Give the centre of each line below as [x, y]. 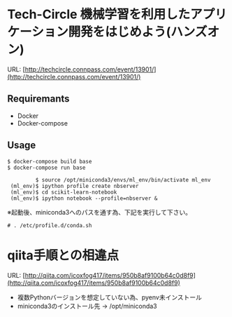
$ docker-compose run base [46, 168]
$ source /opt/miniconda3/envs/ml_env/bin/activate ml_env [123, 180]
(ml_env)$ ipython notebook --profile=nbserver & [84, 198]
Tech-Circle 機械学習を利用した [99, 14]
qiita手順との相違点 [63, 255]
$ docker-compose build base [50, 161]
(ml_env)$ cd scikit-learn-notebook [64, 192]
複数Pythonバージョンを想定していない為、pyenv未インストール [110, 297]
